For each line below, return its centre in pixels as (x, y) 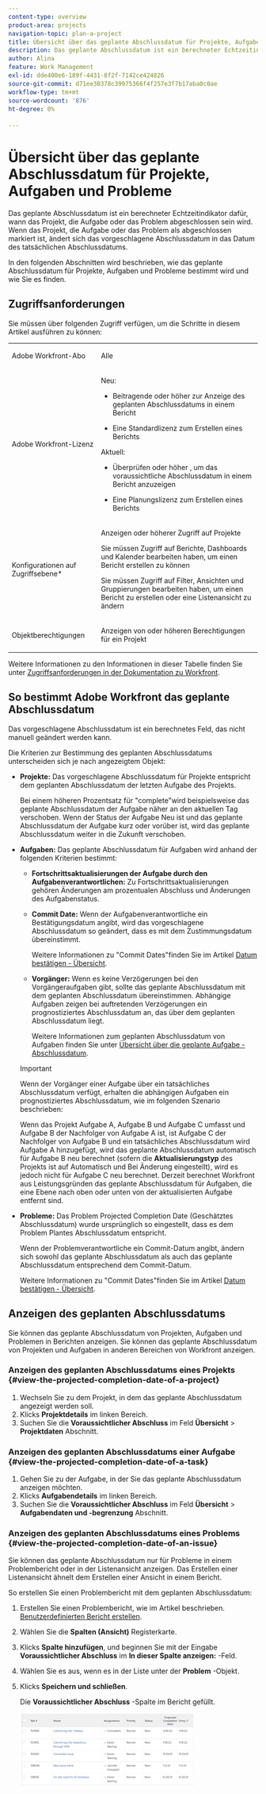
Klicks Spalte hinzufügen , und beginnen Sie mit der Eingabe (118, 1647)
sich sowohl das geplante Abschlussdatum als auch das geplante (126, 1256)
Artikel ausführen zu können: (55, 332)
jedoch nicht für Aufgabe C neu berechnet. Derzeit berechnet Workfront (137, 1175)
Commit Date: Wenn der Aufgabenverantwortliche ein (120, 914)
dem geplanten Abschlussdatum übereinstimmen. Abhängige (131, 995)
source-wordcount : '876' (49, 100)
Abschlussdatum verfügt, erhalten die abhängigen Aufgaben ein (124, 1092)
